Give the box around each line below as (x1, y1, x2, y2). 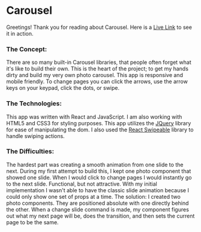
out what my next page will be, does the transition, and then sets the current (6, 212, 195, 219)
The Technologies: (6, 99, 62, 108)
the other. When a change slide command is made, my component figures (6, 205, 189, 213)
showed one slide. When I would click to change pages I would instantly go (6, 174, 192, 181)
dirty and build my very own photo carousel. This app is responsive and (6, 72, 183, 79)
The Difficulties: (6, 147, 55, 155)
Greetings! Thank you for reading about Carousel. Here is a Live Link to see (6, 24, 192, 31)
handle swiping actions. (6, 132, 65, 139)
